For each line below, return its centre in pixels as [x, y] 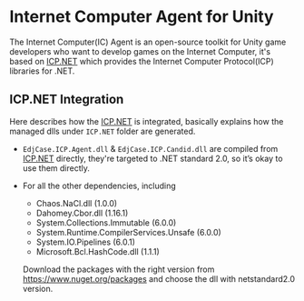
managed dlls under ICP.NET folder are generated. [103, 131]
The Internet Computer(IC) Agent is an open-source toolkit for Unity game [148, 42]
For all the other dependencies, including [99, 186]
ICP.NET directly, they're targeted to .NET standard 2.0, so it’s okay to [152, 158]
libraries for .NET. [42, 71]
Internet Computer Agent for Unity [142, 17]
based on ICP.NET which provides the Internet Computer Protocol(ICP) [142, 61]
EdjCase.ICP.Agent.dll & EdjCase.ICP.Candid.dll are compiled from [150, 148]
